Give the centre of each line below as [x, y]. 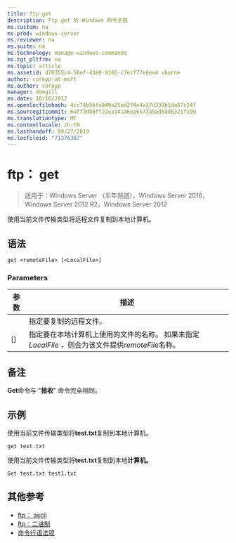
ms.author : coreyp [34, 86]
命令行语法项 [36, 532]
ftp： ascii [32, 515]
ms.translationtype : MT [42, 118]
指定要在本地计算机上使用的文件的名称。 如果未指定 [114, 334]
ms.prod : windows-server [44, 33]
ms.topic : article [34, 66]
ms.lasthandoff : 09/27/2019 [48, 131]
